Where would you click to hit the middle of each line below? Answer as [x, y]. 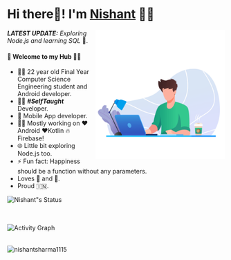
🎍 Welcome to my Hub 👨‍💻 [44, 56]
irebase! [30, 138]
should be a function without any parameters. [82, 171]
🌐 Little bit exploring [46, 146]
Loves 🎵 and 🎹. [38, 178]
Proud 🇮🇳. [33, 186]
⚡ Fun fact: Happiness [49, 161]
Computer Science [44, 80]
